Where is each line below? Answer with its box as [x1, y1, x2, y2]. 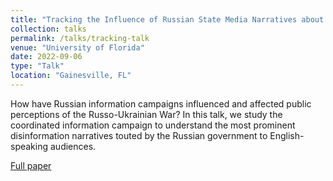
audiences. [49, 140, 97, 152]
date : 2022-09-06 [10, 52, 83, 62]
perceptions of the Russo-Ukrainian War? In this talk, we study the [10, 108, 283, 120]
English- [269, 129, 305, 141]
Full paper [10, 159, 52, 171]
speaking [10, 140, 49, 152]
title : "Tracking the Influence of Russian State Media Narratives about [10, 14, 325, 25]
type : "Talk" [10, 61, 65, 71]
